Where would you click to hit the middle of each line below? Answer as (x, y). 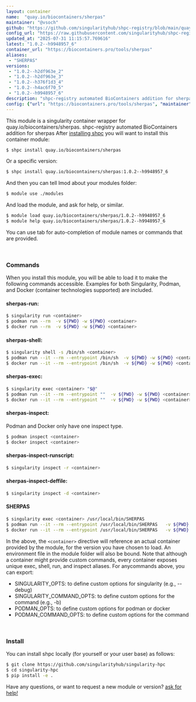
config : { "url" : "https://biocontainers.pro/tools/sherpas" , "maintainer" (99, 104)
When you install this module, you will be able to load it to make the (87, 278)
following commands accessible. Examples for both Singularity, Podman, (93, 284)
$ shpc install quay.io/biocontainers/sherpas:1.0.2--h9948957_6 (87, 172)
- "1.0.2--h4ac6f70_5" (36, 88)
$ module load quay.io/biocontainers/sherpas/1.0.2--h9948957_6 (86, 216)
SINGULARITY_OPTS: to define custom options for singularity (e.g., (95, 583)
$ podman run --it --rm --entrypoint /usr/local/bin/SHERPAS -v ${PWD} (98, 524)
